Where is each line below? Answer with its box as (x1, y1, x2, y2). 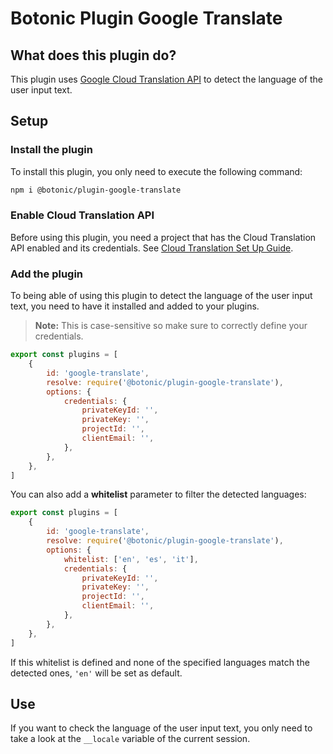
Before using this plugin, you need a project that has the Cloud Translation (10, 231, 317, 243)
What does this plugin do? (10, 47, 177, 64)
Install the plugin (10, 143, 93, 157)
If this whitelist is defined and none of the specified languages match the (10, 656, 310, 668)
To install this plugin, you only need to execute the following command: (10, 165, 303, 177)
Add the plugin (10, 267, 84, 281)
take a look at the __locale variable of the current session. (10, 733, 251, 745)
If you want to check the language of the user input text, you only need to (10, 722, 313, 734)
